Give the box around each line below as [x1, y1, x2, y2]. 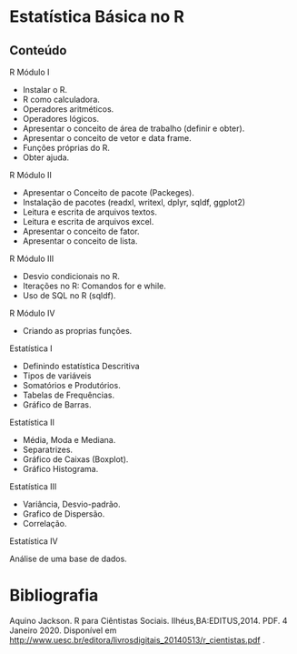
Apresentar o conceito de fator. [22, 226, 140, 236]
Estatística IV [9, 536, 58, 547]
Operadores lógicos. [22, 114, 100, 124]
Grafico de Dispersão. [22, 508, 105, 519]
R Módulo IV [9, 307, 55, 318]
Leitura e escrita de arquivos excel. [22, 216, 154, 226]
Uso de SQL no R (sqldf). [22, 290, 116, 301]
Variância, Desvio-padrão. [22, 498, 121, 509]
